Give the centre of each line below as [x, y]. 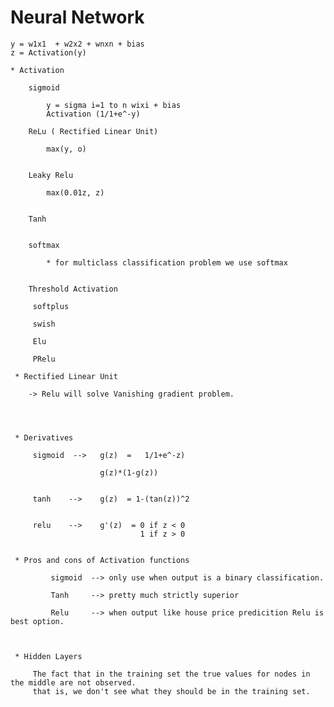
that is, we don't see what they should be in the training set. [171, 691]
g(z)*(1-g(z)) [129, 472]
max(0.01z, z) [75, 192]
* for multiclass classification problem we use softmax [167, 262]
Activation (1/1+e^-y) [93, 114]
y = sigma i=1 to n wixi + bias [114, 105]
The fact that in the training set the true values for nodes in [171, 674]
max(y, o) [66, 149]
